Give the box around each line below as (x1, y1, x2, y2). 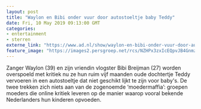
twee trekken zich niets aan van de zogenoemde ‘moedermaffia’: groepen (6, 83, 188, 90)
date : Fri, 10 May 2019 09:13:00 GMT (6, 20, 100, 26)
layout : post (6, 8, 39, 15)
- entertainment (6, 31, 47, 37)
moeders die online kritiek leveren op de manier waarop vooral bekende (6, 89, 184, 96)
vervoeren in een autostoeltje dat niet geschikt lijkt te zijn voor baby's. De (6, 77, 187, 84)
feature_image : (6, 48, 44, 54)
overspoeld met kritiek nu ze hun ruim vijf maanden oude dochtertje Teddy (6, 70, 190, 78)
